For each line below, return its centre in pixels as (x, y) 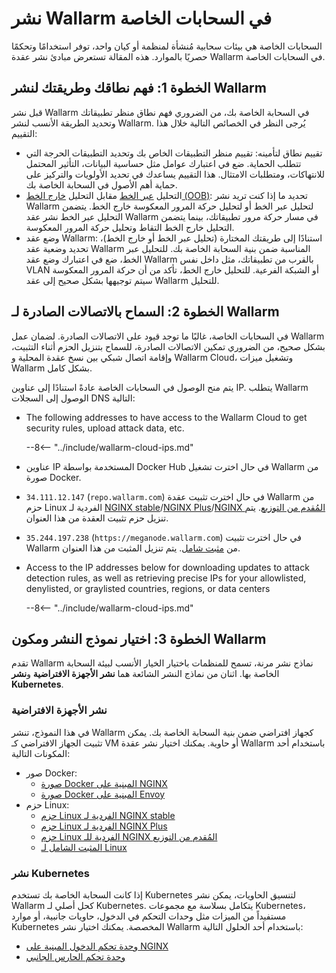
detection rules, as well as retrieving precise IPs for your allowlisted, (166, 578)
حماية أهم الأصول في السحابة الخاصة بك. (101, 184)
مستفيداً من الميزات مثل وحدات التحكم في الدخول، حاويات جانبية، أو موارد (149, 916)
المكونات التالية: (41, 753)
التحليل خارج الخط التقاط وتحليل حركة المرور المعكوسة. (130, 227)
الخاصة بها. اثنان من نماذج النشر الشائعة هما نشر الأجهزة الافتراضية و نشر (145, 674)
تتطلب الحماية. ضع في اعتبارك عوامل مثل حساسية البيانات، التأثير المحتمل (163, 163)
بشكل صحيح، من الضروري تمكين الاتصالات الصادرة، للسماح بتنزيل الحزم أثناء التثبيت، (168, 346)
